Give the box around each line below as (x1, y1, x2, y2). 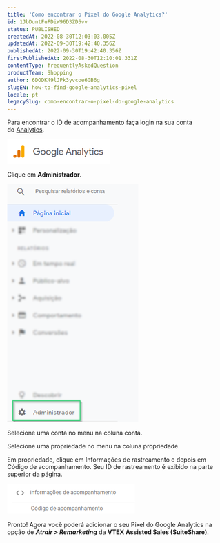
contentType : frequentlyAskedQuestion (7, 62, 119, 69)
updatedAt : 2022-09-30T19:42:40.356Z (7, 40, 116, 48)
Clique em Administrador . (7, 170, 82, 179)
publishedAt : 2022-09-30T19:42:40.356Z (7, 48, 122, 55)
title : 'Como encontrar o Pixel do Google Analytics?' (7, 11, 168, 18)
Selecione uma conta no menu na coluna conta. (7, 428, 143, 437)
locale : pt (7, 91, 39, 98)
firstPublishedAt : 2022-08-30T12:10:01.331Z (7, 55, 137, 62)
